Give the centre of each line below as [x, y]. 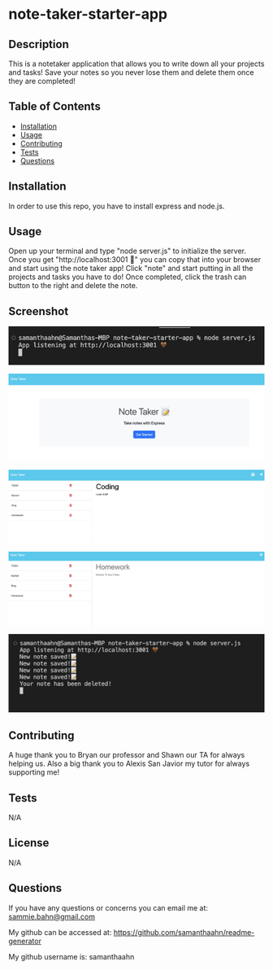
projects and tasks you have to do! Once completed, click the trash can [128, 277]
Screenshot [39, 311]
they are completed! [42, 81]
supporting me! [34, 772]
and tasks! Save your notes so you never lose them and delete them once [131, 72]
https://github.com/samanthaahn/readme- [184, 932]
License [29, 843]
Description [39, 44]
